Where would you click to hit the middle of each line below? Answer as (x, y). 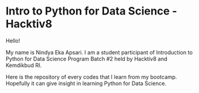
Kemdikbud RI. (24, 65)
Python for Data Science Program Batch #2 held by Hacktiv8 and (86, 59)
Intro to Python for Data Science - (92, 11)
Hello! (13, 40)
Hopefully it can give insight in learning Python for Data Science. (86, 83)
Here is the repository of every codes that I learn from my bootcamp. (91, 77)
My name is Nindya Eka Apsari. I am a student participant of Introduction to (99, 52)
